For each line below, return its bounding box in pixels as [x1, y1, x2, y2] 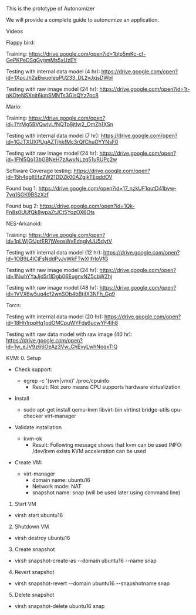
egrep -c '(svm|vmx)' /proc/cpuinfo [23, 378, 110, 384]
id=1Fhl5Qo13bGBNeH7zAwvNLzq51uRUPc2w [6, 156, 117, 163]
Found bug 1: [6, 185, 38, 192]
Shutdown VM [14, 523, 49, 530]
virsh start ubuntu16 [14, 512, 63, 518]
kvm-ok [23, 435, 42, 442]
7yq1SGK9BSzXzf [6, 191, 49, 198]
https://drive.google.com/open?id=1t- [99, 86, 190, 93]
